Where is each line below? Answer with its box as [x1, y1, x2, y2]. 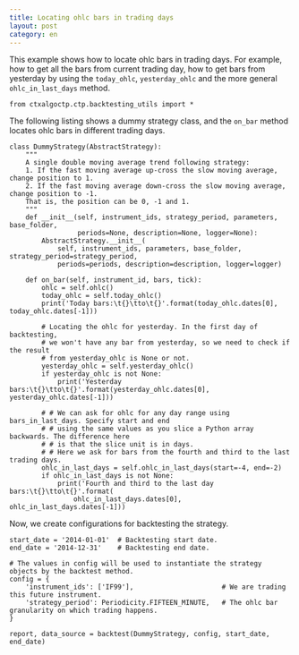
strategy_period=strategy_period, [9, 252, 139, 261]
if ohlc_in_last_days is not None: [41, 472, 175, 481]
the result [9, 346, 50, 355]
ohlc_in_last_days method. [9, 82, 110, 94]
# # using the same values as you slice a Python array [41, 424, 254, 434]
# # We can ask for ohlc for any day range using [41, 409, 230, 418]
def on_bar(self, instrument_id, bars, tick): [25, 276, 202, 285]
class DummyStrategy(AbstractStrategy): [9, 142, 163, 152]
